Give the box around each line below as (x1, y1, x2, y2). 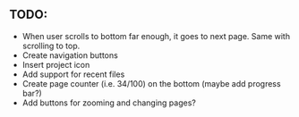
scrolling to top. (21, 40, 81, 51)
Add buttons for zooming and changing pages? (21, 97, 197, 108)
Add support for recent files (21, 69, 125, 79)
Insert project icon (21, 59, 90, 70)
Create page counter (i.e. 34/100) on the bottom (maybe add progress (21, 78, 281, 88)
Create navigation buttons (21, 49, 118, 61)
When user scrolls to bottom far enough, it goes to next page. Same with (21, 30, 291, 41)
